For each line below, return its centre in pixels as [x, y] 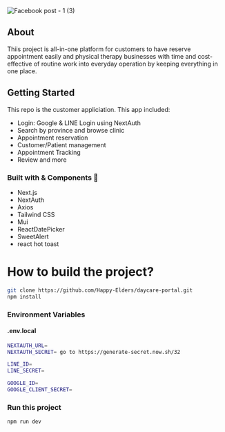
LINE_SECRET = [26, 371]
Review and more [42, 160]
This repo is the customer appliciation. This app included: [89, 109]
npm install [24, 297]
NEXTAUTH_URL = [28, 346]
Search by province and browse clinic [71, 130]
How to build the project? [80, 272]
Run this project [35, 407]
